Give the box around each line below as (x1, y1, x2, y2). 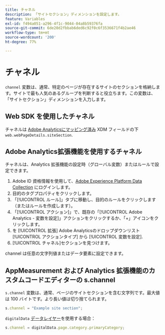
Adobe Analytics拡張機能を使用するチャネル (5, 147, 142, 156)
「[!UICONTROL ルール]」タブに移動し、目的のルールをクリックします (12, 196, 157, 203)
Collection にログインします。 (12, 184, 73, 191)
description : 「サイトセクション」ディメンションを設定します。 (5, 12, 122, 17)
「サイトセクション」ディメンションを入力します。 (5, 96, 109, 102)
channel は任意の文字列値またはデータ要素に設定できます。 (5, 250, 126, 256)
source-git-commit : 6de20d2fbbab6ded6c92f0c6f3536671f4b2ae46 (5, 26, 136, 31)
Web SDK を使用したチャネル (5, 112, 95, 121)
